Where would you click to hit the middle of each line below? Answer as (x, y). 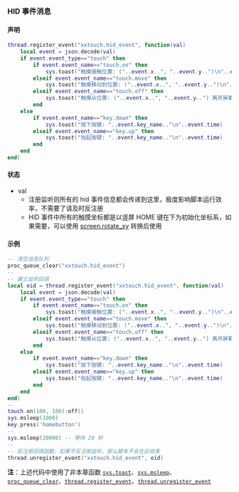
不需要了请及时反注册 (72, 209)
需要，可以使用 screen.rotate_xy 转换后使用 (98, 226)
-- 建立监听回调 (28, 279)
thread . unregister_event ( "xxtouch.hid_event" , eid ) (85, 458)
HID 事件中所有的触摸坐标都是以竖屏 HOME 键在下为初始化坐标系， (127, 217)
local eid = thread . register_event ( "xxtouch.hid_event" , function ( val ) (116, 286)
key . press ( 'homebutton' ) (44, 425)
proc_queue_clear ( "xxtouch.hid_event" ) (67, 266)
